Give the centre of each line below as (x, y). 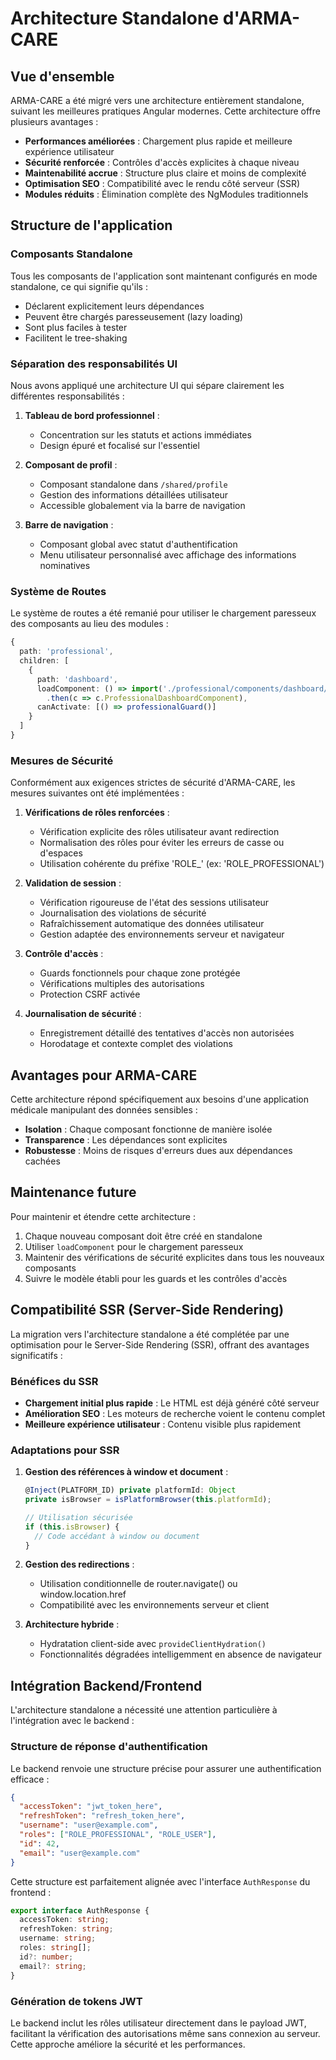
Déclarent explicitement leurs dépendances (114, 306)
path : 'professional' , (66, 652)
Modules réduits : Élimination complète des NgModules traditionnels (166, 194)
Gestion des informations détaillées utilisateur (134, 494)
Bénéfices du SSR (54, 1381)
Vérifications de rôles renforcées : (97, 813)
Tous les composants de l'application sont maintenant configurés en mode (164, 276)
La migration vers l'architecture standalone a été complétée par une (150, 1334)
